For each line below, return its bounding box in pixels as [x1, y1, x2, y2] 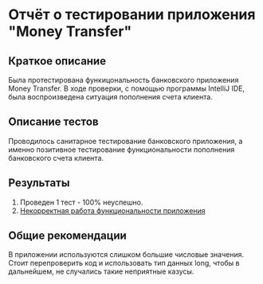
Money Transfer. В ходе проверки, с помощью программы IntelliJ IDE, [8, 84, 245, 93]
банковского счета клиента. [8, 153, 104, 162]
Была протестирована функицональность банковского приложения [8, 76, 239, 84]
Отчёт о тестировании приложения [8, 6, 256, 24]
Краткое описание [8, 54, 106, 68]
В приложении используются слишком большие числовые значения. [8, 250, 245, 259]
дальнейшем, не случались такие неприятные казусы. [8, 266, 194, 276]
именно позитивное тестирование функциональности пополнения [8, 145, 235, 154]
